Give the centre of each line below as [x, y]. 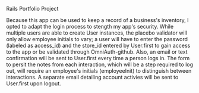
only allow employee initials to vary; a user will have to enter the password [97, 39]
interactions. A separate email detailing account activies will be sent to [92, 77]
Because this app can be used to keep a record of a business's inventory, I [97, 20]
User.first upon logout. [34, 83]
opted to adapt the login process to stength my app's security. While [90, 27]
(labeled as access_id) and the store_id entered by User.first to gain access [98, 45]
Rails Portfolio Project [32, 9]
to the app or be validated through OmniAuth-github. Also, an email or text [97, 52]
